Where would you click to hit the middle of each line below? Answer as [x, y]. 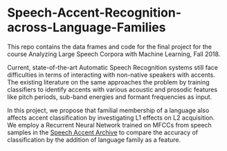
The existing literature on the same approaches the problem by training [108, 82]
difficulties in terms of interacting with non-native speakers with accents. [111, 75]
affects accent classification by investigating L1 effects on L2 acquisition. [111, 117]
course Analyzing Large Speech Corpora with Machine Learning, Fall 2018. [114, 54]
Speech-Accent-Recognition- [94, 13]
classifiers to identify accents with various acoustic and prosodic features [112, 89]
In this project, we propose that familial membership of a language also [108, 110]
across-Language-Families [87, 27]
